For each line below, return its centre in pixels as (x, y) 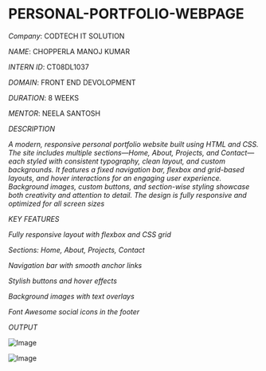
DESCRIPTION (32, 128)
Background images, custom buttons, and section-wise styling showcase (129, 186)
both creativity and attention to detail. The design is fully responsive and (127, 195)
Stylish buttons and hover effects (63, 281)
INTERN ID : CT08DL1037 (49, 67)
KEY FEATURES (34, 219)
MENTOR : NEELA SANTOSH (55, 113)
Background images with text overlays (72, 296)
